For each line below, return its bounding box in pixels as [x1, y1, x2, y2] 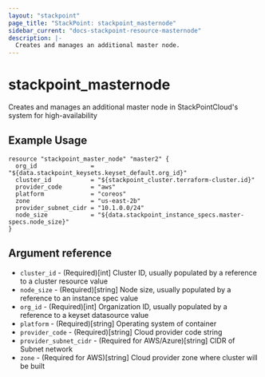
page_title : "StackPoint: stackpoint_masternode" [8, 19, 177, 27]
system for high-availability [8, 111, 98, 121]
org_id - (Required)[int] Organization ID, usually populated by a [19, 301, 227, 312]
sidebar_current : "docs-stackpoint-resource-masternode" [8, 26, 202, 34]
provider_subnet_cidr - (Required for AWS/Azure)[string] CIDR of [19, 335, 235, 345]
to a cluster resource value [19, 276, 109, 286]
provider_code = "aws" [15, 183, 116, 191]
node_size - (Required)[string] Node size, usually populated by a [19, 284, 231, 294]
